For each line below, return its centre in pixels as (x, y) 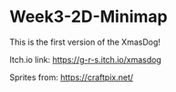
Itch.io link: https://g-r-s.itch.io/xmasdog (85, 59)
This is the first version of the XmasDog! (85, 42)
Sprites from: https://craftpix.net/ (72, 77)
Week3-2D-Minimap (88, 17)
